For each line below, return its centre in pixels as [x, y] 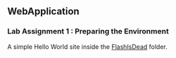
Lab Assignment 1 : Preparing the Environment [88, 31]
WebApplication [43, 12]
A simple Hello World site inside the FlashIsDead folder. [87, 46]
